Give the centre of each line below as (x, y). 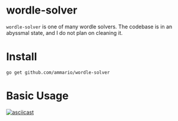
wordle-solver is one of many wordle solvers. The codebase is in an (89, 27)
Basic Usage (37, 96)
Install (22, 57)
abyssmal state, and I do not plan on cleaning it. (64, 32)
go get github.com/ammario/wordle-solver (58, 72)
